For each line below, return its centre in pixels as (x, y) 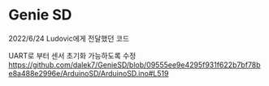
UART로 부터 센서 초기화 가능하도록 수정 (72, 55)
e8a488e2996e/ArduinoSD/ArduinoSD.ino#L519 (89, 73)
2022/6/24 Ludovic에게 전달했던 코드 (69, 38)
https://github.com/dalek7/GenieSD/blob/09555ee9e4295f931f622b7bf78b (135, 64)
